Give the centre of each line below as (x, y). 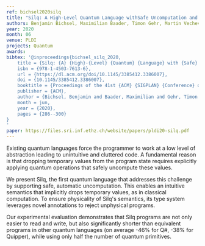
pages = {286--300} (42, 114)
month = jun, (34, 102)
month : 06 (19, 35)
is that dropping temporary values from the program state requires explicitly (102, 161)
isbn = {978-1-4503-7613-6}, (54, 69)
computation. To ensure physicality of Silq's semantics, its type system (95, 199)
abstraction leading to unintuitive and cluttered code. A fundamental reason (101, 155)
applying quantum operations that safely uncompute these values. (89, 167)
